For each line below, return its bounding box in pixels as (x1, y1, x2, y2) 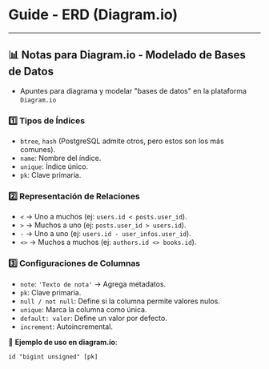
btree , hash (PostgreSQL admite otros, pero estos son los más (19, 136, 224, 146)
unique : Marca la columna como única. (19, 304, 147, 314)
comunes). (19, 145, 56, 154)
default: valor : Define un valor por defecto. (19, 313, 168, 323)
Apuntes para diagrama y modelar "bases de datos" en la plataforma (19, 86, 247, 95)
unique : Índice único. (19, 162, 89, 171)
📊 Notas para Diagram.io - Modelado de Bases (8, 48, 247, 62)
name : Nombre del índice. (19, 154, 102, 163)
